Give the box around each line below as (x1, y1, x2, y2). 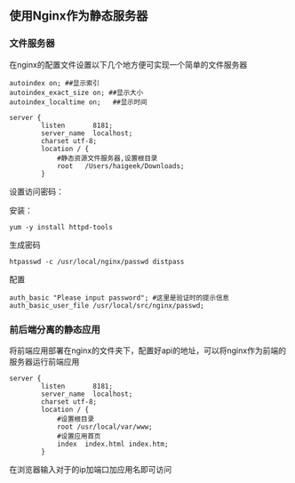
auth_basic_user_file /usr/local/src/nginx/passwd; (9, 301, 204, 310)
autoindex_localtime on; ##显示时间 (9, 97, 148, 107)
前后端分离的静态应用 (9, 323, 100, 335)
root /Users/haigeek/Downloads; (56, 161, 185, 171)
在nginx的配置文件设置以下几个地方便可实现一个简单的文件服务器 (9, 59, 248, 69)
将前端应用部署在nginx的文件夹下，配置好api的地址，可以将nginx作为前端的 (9, 345, 287, 356)
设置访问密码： (9, 186, 64, 197)
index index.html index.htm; (56, 439, 169, 448)
